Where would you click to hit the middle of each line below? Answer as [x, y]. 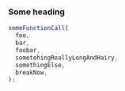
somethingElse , [40, 65]
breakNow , [31, 72]
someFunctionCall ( [38, 28]
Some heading [37, 12]
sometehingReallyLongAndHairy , [67, 58]
